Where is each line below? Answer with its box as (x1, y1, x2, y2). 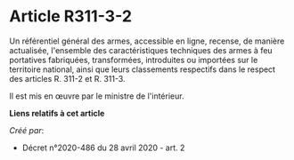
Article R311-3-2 (9, 6, 132, 27)
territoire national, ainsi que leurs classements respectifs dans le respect (9, 64, 276, 75)
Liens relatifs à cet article (9, 108, 105, 118)
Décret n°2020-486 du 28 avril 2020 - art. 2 (21, 142, 185, 153)
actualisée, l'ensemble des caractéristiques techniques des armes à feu (9, 44, 274, 55)
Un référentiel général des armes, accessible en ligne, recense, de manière (9, 36, 285, 46)
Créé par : (9, 124, 45, 135)
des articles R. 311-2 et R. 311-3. (9, 73, 127, 84)
